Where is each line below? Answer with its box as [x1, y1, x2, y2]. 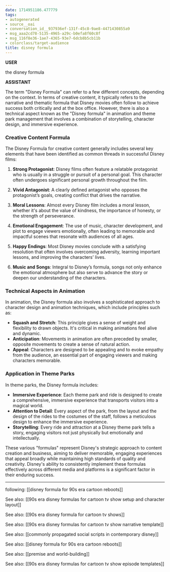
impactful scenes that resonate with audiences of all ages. [12, 233, 135, 239]
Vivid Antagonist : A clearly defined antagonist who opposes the [12, 187, 148, 193]
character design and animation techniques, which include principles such [5, 305, 160, 311]
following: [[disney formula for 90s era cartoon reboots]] [5, 486, 123, 492]
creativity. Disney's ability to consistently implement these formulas [5, 461, 146, 467]
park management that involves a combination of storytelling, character [5, 115, 154, 122]
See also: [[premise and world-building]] [5, 551, 90, 557]
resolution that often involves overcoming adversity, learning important [12, 249, 160, 255]
